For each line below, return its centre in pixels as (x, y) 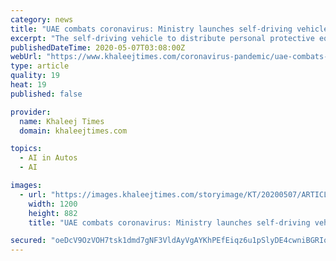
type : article (40, 66)
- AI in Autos (48, 158)
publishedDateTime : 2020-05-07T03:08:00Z (98, 47)
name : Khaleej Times (62, 121)
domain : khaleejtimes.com (73, 131)
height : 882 (53, 213)
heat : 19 (28, 85)
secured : (28, 241)
